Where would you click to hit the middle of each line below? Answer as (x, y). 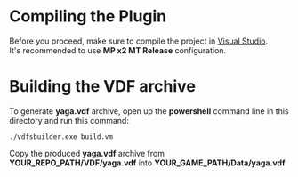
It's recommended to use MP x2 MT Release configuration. (118, 50)
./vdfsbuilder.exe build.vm (61, 137)
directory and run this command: (69, 120)
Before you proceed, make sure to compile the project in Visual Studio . (139, 41)
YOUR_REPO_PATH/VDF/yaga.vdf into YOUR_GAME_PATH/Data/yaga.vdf (147, 163)
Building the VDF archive (102, 87)
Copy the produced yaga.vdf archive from (87, 153)
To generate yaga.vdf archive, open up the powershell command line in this (149, 111)
